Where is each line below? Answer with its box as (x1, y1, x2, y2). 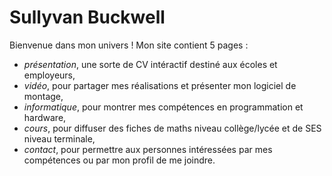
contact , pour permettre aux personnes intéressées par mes (23, 143, 273, 155)
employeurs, (23, 69, 76, 81)
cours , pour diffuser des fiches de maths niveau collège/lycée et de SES (23, 122, 322, 134)
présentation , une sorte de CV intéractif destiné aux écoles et (23, 58, 278, 70)
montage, (23, 90, 64, 102)
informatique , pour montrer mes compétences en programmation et (23, 101, 304, 113)
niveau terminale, (23, 132, 96, 145)
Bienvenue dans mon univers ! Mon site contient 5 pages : (9, 39, 249, 51)
